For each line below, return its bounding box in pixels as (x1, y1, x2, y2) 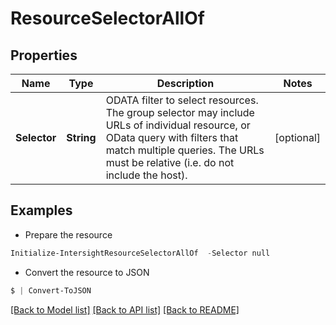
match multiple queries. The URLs (105, 143, 265, 157)
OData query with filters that (105, 131, 239, 144)
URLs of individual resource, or (105, 118, 251, 132)
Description (156, 77, 215, 90)
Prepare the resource (24, 228, 113, 241)
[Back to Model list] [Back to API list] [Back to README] (10, 303, 240, 316)
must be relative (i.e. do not (105, 156, 235, 169)
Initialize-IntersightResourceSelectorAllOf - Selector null (10, 248, 271, 258)
